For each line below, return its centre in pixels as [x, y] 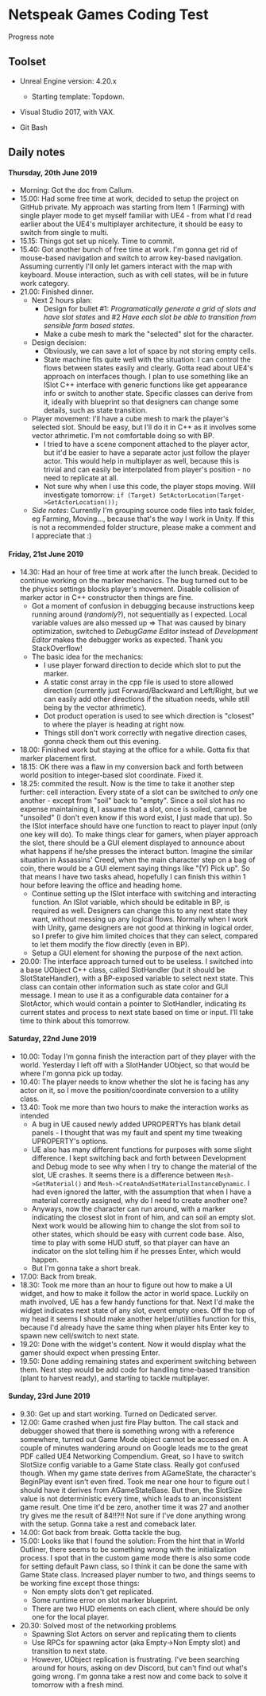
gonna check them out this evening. [102, 741]
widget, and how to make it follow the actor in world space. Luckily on [134, 1293]
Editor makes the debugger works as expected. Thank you [127, 640]
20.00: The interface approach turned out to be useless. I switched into [136, 961]
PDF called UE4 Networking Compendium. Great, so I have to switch [132, 1456]
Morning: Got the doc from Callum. [77, 190]
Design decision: [59, 343]
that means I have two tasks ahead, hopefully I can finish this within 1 [133, 876]
